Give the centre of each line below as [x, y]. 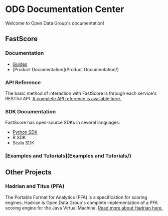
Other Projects [28, 172]
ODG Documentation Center [65, 9]
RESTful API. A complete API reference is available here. [63, 98]
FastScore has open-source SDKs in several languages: [63, 123]
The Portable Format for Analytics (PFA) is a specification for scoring [76, 197]
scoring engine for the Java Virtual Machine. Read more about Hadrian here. [84, 208]
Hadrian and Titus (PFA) [35, 186]
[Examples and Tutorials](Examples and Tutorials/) [68, 156]
